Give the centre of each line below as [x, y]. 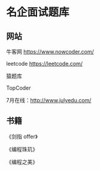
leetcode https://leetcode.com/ [44, 64]
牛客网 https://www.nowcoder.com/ [50, 52]
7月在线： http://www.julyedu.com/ [49, 100]
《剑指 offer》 [22, 136]
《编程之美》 [22, 161]
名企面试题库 [38, 12]
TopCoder [19, 88]
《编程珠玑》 [22, 149]
